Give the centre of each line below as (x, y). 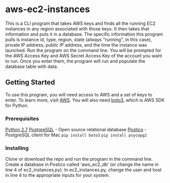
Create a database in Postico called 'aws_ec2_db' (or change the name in (82, 164)
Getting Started (30, 82)
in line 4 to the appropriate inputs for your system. (58, 175)
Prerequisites (22, 119)
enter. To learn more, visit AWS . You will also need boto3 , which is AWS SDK (85, 100)
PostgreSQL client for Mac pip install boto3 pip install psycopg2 (76, 135)
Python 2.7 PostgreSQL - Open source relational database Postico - (76, 130)
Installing (17, 148)
